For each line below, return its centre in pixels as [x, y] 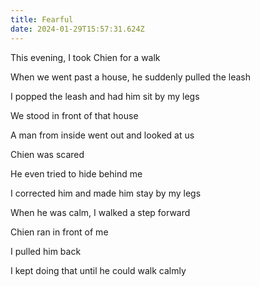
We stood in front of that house [74, 115]
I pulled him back [46, 251]
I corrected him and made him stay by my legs [106, 193]
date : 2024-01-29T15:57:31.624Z [77, 29]
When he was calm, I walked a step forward [100, 212]
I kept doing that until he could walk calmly [98, 270]
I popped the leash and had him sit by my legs [105, 96]
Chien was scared [47, 154]
